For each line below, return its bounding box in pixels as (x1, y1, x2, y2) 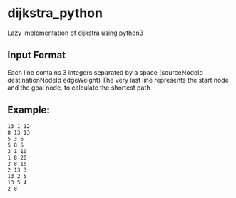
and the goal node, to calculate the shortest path (7, 83, 150, 92)
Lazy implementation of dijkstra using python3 (7, 28, 144, 37)
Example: (7, 104, 50, 116)
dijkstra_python (7, 5, 103, 21)
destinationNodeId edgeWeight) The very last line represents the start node (7, 75, 230, 84)
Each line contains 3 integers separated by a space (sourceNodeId (7, 68, 203, 76)
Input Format (7, 49, 66, 61)
